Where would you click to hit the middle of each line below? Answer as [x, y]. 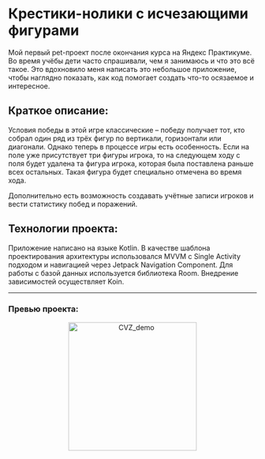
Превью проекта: [43, 309]
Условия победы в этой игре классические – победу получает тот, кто [127, 130]
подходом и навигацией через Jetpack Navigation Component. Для [121, 265]
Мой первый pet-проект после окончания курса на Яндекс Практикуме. [130, 52]
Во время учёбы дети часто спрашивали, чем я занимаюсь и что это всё [131, 61]
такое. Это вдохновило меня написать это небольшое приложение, [122, 69]
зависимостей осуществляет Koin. [66, 281]
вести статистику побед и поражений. [73, 204]
